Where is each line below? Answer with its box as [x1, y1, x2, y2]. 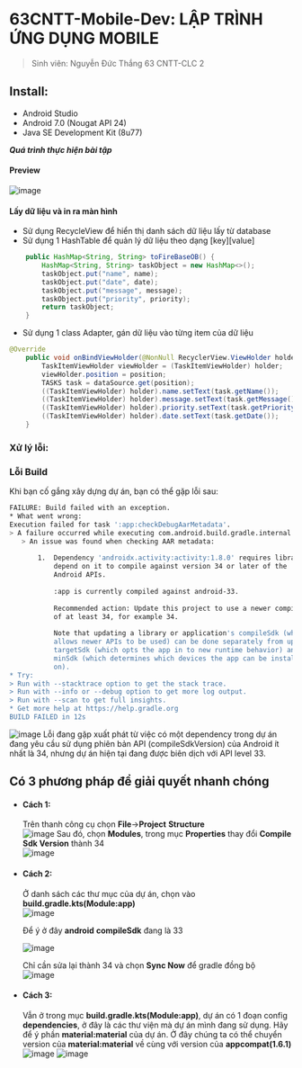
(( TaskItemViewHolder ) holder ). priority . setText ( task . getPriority [41, 403, 296, 413]
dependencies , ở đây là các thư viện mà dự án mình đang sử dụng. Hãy [22, 1019, 289, 1030]
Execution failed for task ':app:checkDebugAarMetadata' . [9, 520, 231, 529]
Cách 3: [22, 990, 53, 1001]
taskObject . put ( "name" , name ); [41, 269, 159, 278]
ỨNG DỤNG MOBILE [9, 28, 160, 49]
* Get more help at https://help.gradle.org [9, 705, 179, 713]
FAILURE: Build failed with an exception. [9, 504, 171, 513]
